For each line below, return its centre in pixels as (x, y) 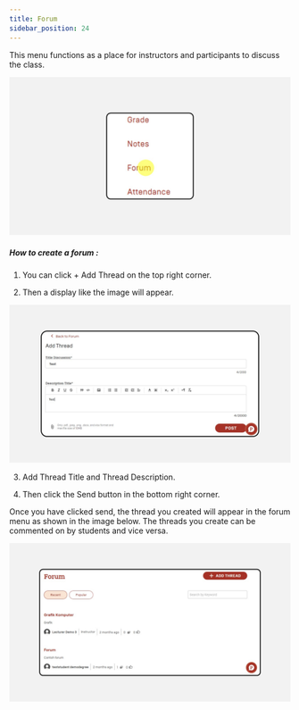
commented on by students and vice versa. (89, 530)
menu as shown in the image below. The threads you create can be (133, 522)
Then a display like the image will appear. (98, 292)
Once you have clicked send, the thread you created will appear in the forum (150, 512)
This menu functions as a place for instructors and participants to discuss (145, 54)
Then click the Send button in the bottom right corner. (121, 495)
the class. (27, 64)
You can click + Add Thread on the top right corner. (117, 275)
